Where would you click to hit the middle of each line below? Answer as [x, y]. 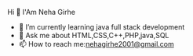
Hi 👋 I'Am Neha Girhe [42, 12]
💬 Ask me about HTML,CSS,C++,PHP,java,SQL [94, 35]
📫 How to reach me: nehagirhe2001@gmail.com [96, 44]
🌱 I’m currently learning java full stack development [102, 27]
